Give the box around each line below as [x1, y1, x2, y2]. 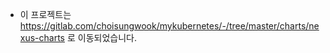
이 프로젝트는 [19, 9, 72, 20]
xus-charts [19, 32, 66, 43]
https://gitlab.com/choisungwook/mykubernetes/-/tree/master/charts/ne [19, 20, 320, 32]
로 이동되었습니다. [66, 32, 137, 43]
